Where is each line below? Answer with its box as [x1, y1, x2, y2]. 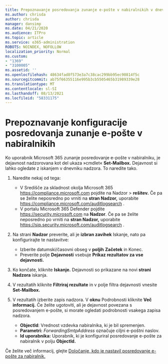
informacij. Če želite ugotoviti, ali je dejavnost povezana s [12, 302, 132, 308]
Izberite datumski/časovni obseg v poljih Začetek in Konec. [19, 247, 143, 253]
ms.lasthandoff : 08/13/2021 [5, 91, 64, 96]
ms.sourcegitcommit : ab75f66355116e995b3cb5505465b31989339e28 [5, 77, 140, 82]
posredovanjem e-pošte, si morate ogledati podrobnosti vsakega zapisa [12, 308, 161, 314]
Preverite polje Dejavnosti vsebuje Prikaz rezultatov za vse [19, 252, 143, 258]
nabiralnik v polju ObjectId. [19, 338, 76, 345]
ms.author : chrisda [5, 12, 46, 17]
